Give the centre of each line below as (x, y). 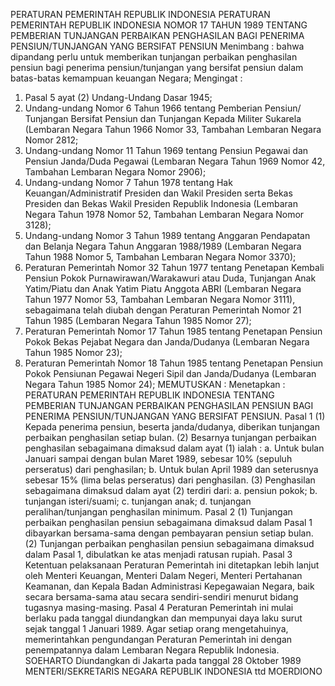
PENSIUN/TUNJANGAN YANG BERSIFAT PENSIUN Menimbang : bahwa (157, 46)
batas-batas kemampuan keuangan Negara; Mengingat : (126, 78)
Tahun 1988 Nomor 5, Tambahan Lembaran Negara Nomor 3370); (160, 257)
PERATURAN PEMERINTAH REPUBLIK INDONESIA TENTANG (149, 395)
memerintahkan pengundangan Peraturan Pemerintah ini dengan (158, 639)
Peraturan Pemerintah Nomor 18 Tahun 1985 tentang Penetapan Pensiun (173, 363)
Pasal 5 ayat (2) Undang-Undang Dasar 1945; (118, 97)
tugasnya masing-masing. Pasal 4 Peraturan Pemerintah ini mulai (159, 607)
